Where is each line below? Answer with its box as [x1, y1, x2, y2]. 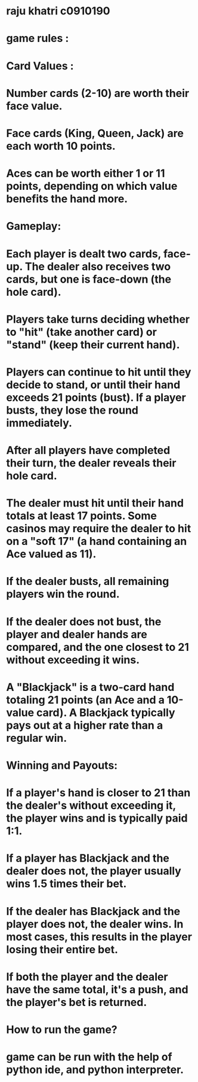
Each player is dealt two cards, [6, 247, 162, 260]
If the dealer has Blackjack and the [6, 904, 181, 918]
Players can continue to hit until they [6, 365, 191, 378]
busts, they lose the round [6, 403, 139, 417]
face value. [6, 99, 63, 113]
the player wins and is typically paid [6, 811, 188, 825]
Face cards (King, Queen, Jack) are [6, 126, 184, 140]
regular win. [6, 731, 67, 745]
